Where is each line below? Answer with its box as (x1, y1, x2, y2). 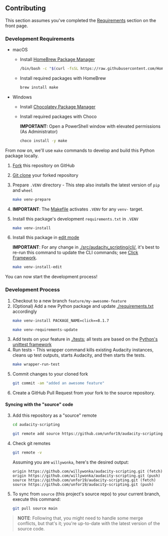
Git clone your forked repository (12, 172, 78, 178)
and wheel (12, 187, 33, 193)
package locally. (5, 153, 39, 159)
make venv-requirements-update (12, 327, 78, 332)
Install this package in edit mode (12, 235, 79, 241)
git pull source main (12, 506, 57, 511)
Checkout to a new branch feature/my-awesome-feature (12, 297, 126, 303)
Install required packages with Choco (19, 113, 97, 120)
